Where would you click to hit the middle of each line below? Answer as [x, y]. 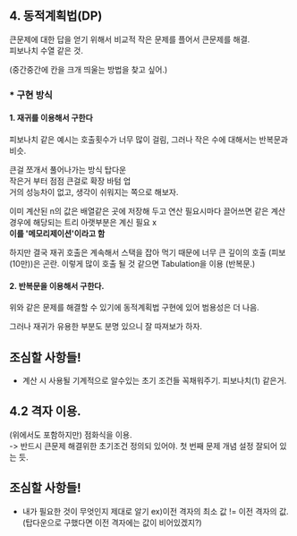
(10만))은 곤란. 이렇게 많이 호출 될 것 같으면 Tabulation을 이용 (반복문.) [132, 263]
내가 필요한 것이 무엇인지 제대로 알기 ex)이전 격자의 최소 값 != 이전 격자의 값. [155, 511]
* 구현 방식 [31, 95]
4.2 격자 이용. [45, 411]
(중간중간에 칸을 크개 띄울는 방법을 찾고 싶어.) [89, 69]
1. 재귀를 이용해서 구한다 [51, 118]
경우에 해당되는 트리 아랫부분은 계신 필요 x [83, 222]
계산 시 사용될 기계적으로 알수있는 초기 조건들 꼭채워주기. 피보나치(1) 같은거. [154, 380]
